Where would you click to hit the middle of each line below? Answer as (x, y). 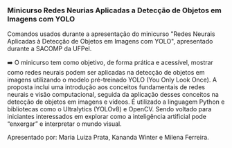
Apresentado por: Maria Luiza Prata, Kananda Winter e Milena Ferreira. (108, 138)
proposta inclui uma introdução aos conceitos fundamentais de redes (106, 87)
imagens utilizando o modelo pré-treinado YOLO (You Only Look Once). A (112, 80)
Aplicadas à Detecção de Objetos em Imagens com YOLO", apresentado (110, 41)
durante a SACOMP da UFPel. (50, 49)
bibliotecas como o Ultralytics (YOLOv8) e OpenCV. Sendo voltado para (109, 109)
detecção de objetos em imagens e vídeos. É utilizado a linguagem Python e (116, 102)
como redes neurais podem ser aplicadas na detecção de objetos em (106, 73)
